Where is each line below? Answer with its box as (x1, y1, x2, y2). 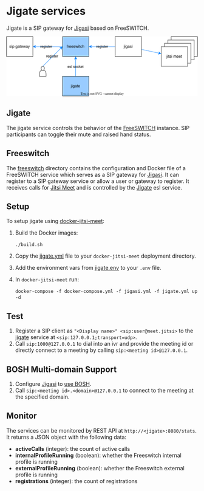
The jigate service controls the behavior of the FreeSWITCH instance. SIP (6, 124, 190, 131)
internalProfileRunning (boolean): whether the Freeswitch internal (15, 452, 182, 459)
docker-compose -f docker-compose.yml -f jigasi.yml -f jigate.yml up (15, 289, 198, 295)
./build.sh (15, 242, 43, 248)
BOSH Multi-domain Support (6, 364, 117, 374)
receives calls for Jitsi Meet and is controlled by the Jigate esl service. (6, 184, 182, 191)
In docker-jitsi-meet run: (15, 276, 80, 283)
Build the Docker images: (15, 229, 78, 236)
